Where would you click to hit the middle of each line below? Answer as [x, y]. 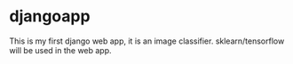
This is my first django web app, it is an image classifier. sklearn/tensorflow [147, 41]
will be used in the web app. [61, 50]
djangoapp [50, 16]
